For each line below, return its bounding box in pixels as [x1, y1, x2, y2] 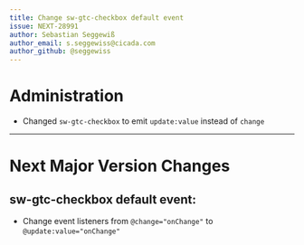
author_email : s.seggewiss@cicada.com [9, 38, 156, 48]
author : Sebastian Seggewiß [9, 30, 116, 39]
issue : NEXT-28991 [9, 22, 79, 31]
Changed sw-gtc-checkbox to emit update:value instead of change [22, 116, 265, 127]
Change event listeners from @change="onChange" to [22, 216, 214, 227]
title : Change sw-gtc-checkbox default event [9, 13, 184, 23]
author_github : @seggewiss [9, 47, 111, 56]
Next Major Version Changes [9, 155, 231, 176]
